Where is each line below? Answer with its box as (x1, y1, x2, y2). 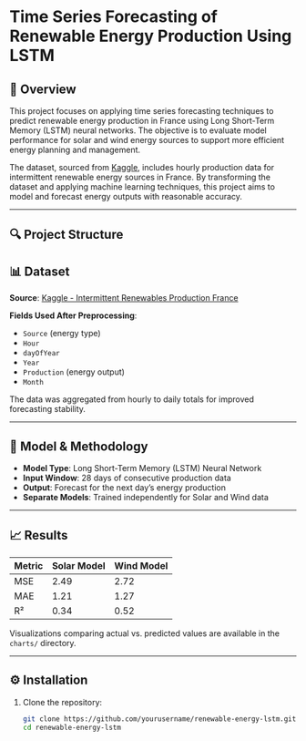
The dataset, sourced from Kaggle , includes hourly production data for (9, 162, 275, 172)
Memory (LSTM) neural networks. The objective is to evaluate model (9, 125, 267, 136)
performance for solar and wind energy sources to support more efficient (9, 135, 285, 145)
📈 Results (9, 528, 68, 543)
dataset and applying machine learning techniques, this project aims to (9, 181, 276, 192)
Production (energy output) (22, 366, 126, 377)
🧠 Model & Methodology (9, 438, 148, 454)
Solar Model (51, 559, 107, 571)
